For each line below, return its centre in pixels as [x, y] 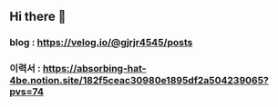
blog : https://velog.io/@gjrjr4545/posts [101, 43]
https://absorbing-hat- [94, 69]
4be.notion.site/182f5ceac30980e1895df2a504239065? [139, 81]
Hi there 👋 [38, 17]
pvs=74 [26, 92]
